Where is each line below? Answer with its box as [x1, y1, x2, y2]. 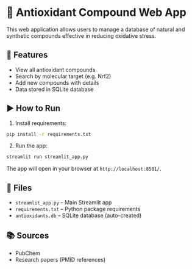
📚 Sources [6, 230, 49, 240]
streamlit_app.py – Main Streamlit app [15, 199, 112, 206]
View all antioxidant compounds [15, 66, 96, 73]
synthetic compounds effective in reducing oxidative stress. [6, 32, 157, 39]
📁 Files [6, 182, 32, 193]
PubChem [15, 249, 41, 257]
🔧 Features [6, 50, 48, 60]
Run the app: [15, 142, 48, 149]
